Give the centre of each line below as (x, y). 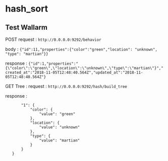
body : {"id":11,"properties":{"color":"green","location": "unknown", (81, 49)
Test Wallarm (26, 27)
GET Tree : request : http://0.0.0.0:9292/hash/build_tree (66, 86)
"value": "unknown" (60, 127)
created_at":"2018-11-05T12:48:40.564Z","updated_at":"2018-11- (74, 72)
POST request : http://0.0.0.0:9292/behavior (53, 39)
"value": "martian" (60, 140)
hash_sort (27, 9)
